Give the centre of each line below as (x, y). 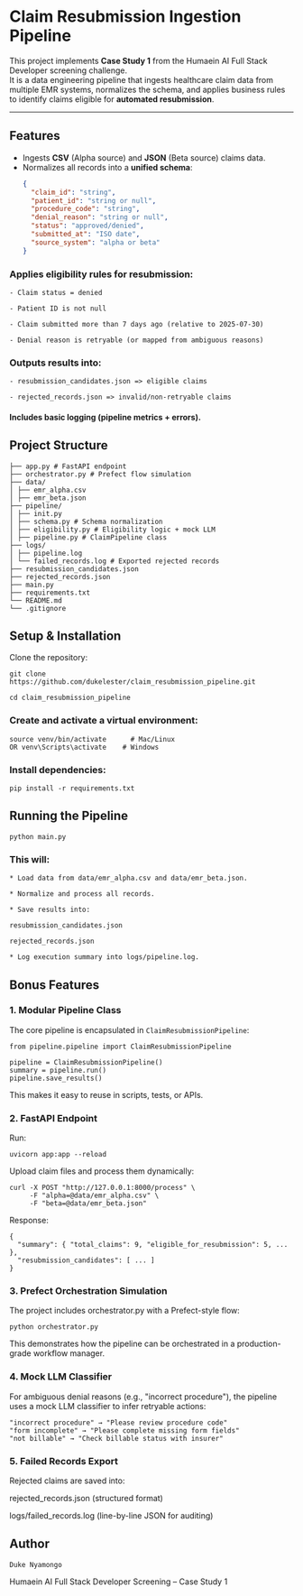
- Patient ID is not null (58, 309)
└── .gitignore (38, 608)
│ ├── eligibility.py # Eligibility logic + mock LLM (113, 530)
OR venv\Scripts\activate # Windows (84, 747)
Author (29, 1544)
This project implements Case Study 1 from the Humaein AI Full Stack (138, 60)
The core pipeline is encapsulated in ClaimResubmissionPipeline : (129, 1029)
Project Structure (59, 445)
